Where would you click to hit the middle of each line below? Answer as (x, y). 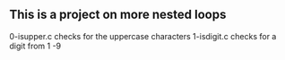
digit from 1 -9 (35, 46)
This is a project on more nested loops (118, 15)
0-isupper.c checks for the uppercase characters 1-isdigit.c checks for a (143, 36)
